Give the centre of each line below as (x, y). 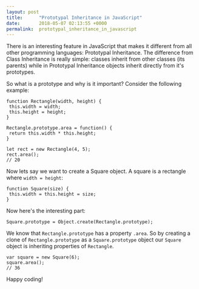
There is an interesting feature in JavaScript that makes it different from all (99, 46)
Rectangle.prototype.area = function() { (59, 128)
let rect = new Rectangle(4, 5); (49, 150)
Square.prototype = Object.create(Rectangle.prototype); (80, 222)
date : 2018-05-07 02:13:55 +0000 (57, 23)
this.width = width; (35, 107)
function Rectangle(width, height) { (54, 102)
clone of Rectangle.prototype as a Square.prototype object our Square (94, 240)
